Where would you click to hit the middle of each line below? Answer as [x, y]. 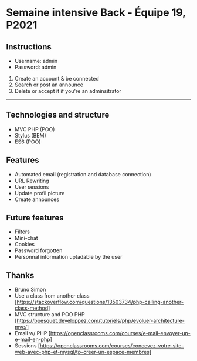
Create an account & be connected [57, 78]
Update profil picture [40, 193]
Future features [35, 218]
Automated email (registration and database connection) [83, 174]
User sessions [32, 187]
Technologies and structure [58, 115]
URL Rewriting [32, 180]
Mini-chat [26, 238]
